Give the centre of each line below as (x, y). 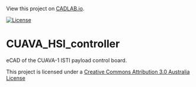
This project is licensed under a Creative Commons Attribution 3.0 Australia (98, 72)
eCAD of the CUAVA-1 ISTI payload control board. (67, 60)
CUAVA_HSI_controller (63, 44)
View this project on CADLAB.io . (45, 9)
